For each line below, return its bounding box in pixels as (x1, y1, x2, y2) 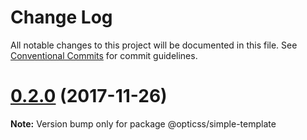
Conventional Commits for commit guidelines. (10, 49, 198, 61)
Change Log (10, 6, 113, 29)
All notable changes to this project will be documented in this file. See (10, 39, 298, 51)
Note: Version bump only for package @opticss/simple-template (10, 117, 277, 130)
